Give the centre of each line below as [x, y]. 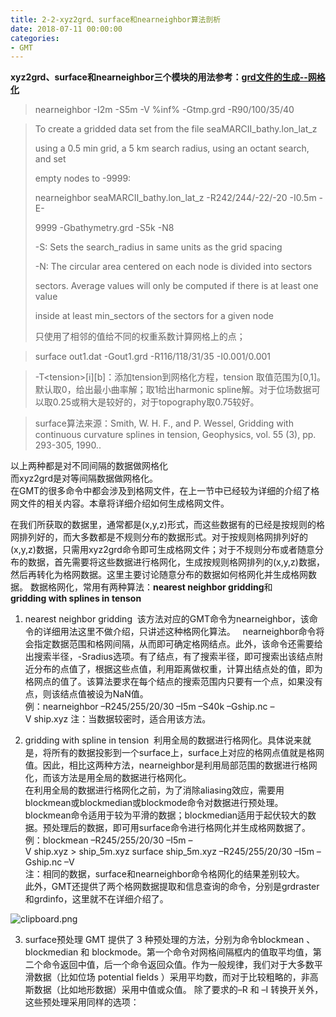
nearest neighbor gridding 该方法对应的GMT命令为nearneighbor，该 [167, 619]
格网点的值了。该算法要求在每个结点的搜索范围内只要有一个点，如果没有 [173, 682]
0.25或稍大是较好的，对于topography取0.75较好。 [156, 402]
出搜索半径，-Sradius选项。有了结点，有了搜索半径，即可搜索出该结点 [169, 657]
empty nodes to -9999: [83, 178]
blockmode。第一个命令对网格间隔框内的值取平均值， [202, 952]
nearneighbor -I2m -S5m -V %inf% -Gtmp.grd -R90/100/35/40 [164, 110]
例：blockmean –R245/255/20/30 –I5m [105, 840]
